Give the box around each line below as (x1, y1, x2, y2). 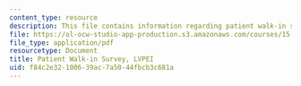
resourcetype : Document (9, 47, 99, 56)
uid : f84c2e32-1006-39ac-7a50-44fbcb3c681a (9, 64, 175, 73)
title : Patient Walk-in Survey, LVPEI (9, 55, 154, 64)
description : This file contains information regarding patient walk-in (9, 21, 287, 30)
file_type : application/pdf (9, 38, 115, 47)
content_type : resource (9, 13, 99, 22)
